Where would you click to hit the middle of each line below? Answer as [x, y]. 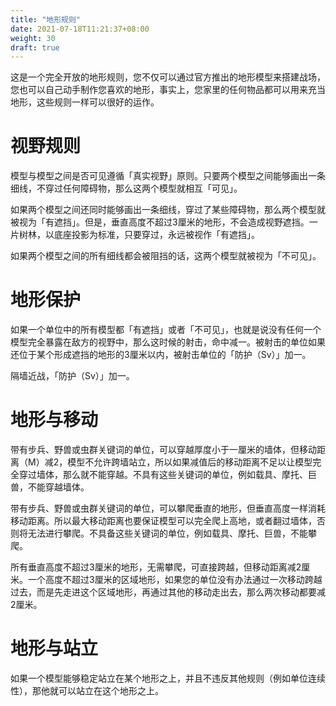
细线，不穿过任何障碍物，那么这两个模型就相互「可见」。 [126, 188]
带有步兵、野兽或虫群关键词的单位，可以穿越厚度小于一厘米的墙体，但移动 [163, 450]
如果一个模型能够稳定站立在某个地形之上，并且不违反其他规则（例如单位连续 [168, 678]
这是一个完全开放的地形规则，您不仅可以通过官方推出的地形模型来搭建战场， [168, 77]
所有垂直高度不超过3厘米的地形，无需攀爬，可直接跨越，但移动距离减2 [156, 567]
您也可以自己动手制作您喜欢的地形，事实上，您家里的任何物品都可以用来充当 [168, 90]
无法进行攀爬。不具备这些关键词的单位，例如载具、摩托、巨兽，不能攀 [172, 533]
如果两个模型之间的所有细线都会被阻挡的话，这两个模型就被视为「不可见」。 [166, 256]
